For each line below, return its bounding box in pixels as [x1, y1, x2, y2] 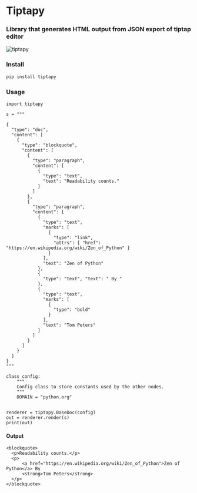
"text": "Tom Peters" [43, 322, 96, 328]
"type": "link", [53, 234, 94, 240]
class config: [6, 373, 41, 380]
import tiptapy [6, 101, 44, 107]
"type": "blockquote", [21, 142, 78, 148]
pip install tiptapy [6, 73, 57, 80]
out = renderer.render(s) [6, 414, 69, 421]
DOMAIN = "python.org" [16, 394, 72, 400]
